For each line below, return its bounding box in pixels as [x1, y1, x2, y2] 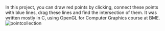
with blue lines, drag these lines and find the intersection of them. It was [5, 9, 157, 15]
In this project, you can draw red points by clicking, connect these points [5, 4, 158, 10]
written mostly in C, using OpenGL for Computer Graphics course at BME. [5, 15, 160, 20]
